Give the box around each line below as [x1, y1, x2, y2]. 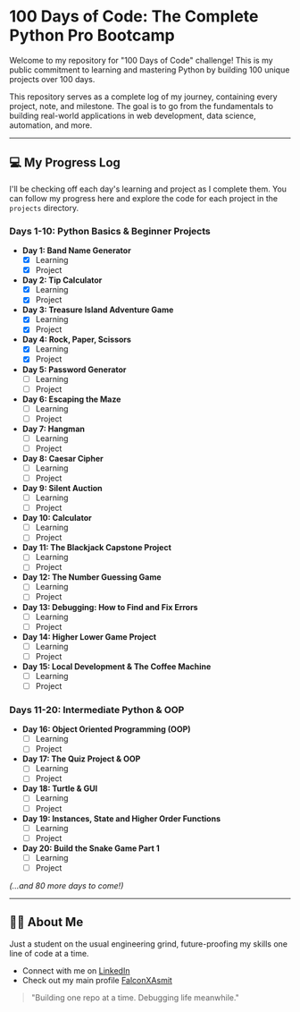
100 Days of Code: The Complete [9, 6, 259, 27]
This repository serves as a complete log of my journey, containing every [9, 91, 279, 102]
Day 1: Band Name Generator [21, 245, 131, 256]
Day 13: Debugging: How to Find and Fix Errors [21, 601, 198, 612]
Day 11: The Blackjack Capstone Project [21, 542, 172, 553]
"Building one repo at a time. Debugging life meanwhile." [30, 991, 239, 1003]
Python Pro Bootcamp [9, 25, 176, 46]
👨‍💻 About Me [9, 914, 84, 930]
